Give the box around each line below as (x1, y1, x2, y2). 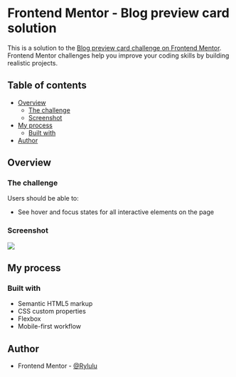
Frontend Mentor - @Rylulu (17, 361, 98, 371)
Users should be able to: (7, 194, 80, 203)
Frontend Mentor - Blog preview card (7, 5, 230, 21)
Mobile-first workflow (17, 322, 82, 331)
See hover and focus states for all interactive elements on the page (17, 208, 215, 216)
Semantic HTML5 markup (17, 299, 93, 308)
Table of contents (7, 80, 87, 92)
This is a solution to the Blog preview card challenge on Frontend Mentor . (7, 43, 222, 52)
